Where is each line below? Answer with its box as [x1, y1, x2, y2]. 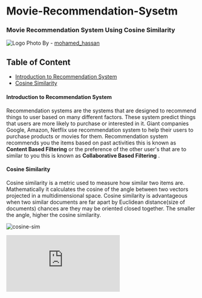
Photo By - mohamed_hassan [26, 39, 100, 47]
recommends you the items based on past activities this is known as [6, 139, 177, 146]
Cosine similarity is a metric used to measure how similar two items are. [6, 179, 185, 186]
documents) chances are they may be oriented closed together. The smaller [6, 204, 195, 212]
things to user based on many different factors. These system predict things [6, 113, 196, 120]
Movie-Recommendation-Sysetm [6, 4, 178, 18]
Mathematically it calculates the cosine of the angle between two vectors [6, 186, 189, 193]
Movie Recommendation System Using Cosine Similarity [6, 26, 175, 34]
